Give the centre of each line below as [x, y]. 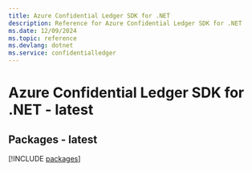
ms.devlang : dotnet [41, 46]
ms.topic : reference [43, 38]
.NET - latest [51, 110]
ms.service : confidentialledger [62, 53]
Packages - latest [53, 139]
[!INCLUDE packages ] [45, 159]
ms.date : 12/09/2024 [43, 31]
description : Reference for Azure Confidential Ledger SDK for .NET [125, 23]
